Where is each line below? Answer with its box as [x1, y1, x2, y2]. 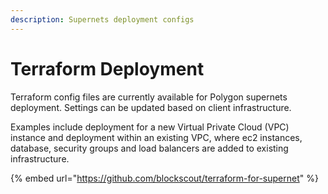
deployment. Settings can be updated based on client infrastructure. [10, 101, 292, 113]
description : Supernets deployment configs [10, 14, 195, 25]
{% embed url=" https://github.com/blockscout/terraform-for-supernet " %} [10, 172, 319, 184]
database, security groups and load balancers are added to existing [10, 142, 289, 154]
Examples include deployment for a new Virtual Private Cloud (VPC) [10, 121, 290, 133]
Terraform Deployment [10, 57, 205, 80]
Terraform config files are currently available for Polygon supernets [10, 91, 288, 103]
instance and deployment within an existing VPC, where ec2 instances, [10, 131, 303, 143]
